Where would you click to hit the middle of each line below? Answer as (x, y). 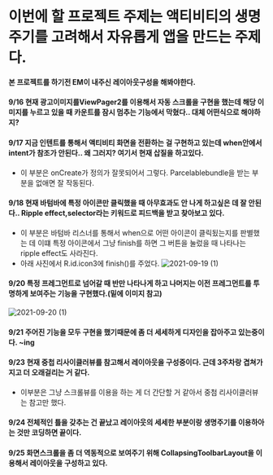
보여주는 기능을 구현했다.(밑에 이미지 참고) (96, 293)
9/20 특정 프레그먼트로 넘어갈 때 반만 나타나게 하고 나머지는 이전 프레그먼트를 (130, 284)
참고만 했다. (48, 402)
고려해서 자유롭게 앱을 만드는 (141, 37)
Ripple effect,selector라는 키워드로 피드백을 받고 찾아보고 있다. (123, 213)
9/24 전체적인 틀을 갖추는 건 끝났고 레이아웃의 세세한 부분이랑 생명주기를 (123, 422)
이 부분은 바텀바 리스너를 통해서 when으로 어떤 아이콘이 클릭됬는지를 (129, 232)
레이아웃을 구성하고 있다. (69, 463)
